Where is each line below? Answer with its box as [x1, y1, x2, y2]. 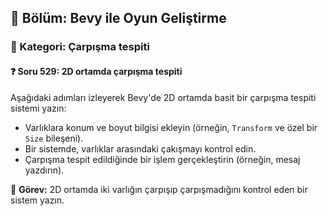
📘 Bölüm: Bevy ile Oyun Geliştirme [10, 10, 227, 27]
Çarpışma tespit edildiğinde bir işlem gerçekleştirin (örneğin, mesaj [24, 153, 301, 165]
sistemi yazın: [10, 102, 67, 114]
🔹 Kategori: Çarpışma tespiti [10, 40, 150, 54]
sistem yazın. [10, 194, 65, 206]
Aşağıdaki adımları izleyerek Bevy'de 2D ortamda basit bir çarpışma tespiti [10, 91, 317, 103]
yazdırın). [24, 164, 65, 176]
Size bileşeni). [24, 132, 84, 144]
